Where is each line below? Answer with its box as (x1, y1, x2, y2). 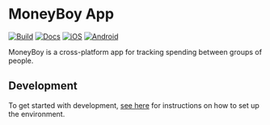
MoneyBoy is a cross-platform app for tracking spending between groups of (8, 47, 263, 56)
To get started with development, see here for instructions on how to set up (8, 100, 260, 110)
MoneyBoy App (8, 5, 115, 23)
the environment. (8, 109, 65, 119)
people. (8, 56, 34, 65)
